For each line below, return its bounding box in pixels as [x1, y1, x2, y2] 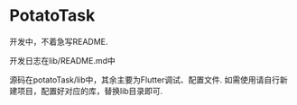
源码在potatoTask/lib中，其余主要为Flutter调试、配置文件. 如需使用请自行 [9, 74, 280, 85]
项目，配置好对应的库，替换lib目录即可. [16, 85, 163, 96]
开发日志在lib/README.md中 [9, 55, 116, 66]
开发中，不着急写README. [9, 36, 108, 47]
